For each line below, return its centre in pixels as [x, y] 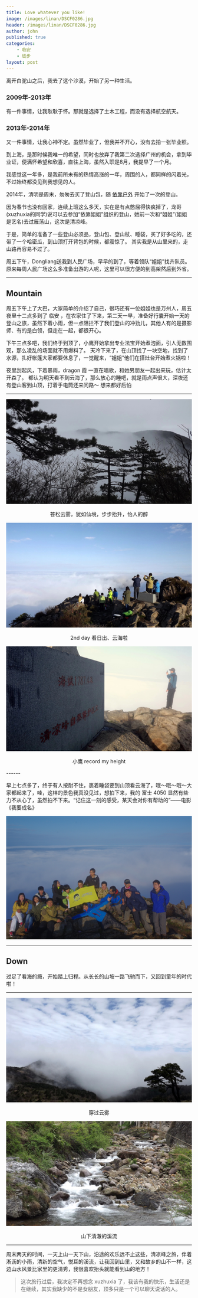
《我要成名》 [22, 807]
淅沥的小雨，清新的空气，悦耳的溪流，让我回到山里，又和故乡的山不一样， [96, 1262]
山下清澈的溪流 [99, 1236]
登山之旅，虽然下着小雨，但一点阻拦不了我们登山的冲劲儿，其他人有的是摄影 [99, 323]
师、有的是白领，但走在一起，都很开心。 [55, 331]
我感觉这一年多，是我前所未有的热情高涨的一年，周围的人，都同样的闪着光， [99, 175]
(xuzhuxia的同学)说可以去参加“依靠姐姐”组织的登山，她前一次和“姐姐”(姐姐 [97, 214]
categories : [21, 44]
